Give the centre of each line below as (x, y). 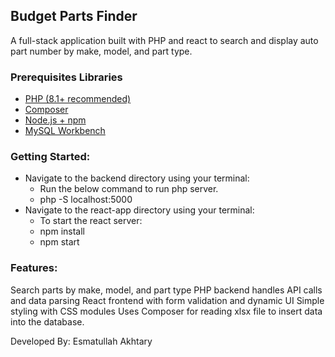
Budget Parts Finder (74, 16)
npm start (59, 242)
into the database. (47, 321)
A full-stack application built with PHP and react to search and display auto (164, 40)
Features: (34, 268)
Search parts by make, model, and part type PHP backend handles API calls (166, 290)
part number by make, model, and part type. (101, 51)
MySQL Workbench (65, 131)
